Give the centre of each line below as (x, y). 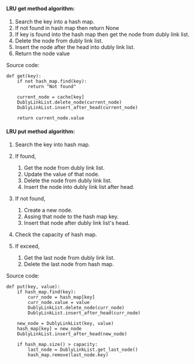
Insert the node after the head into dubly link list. (75, 47)
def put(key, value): (33, 287)
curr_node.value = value (59, 303)
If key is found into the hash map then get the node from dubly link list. (102, 34)
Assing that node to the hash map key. (71, 216)
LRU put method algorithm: (40, 131)
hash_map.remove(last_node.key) (68, 355)
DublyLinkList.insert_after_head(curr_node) (84, 313)
